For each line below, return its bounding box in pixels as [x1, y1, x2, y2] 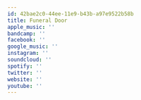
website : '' [7, 75, 42, 83]
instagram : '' [7, 50, 49, 57]
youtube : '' [7, 82, 42, 89]
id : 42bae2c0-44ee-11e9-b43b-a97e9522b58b [7, 10, 134, 18]
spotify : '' [7, 63, 42, 70]
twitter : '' [7, 69, 42, 76]
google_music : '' [7, 43, 59, 50]
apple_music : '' [7, 23, 55, 30]
